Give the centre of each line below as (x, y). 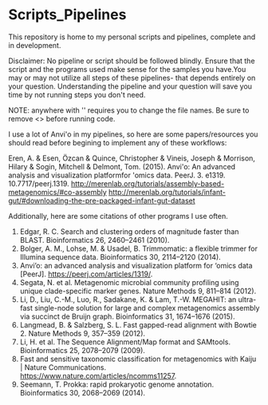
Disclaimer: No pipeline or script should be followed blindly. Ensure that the (132, 61)
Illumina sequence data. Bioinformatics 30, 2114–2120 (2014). (120, 256)
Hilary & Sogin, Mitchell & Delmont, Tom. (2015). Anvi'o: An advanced (122, 166)
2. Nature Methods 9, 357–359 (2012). (83, 333)
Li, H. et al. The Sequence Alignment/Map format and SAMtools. (125, 342)
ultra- (247, 299)
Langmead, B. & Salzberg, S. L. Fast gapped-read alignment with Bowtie (138, 324)
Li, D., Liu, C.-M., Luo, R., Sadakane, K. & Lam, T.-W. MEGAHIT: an (128, 299)
